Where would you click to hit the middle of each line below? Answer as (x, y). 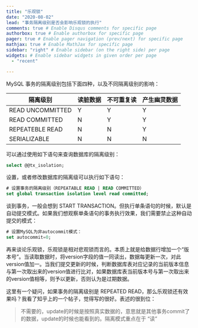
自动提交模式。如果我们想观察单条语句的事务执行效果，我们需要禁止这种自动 (99, 214)
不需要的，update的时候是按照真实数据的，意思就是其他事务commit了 (105, 311)
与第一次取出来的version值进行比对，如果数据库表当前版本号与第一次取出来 (98, 271)
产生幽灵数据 (160, 100)
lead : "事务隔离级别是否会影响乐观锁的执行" (54, 22)
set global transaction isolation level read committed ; (77, 194)
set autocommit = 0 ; (29, 237)
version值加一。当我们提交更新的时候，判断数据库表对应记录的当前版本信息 (98, 264)
